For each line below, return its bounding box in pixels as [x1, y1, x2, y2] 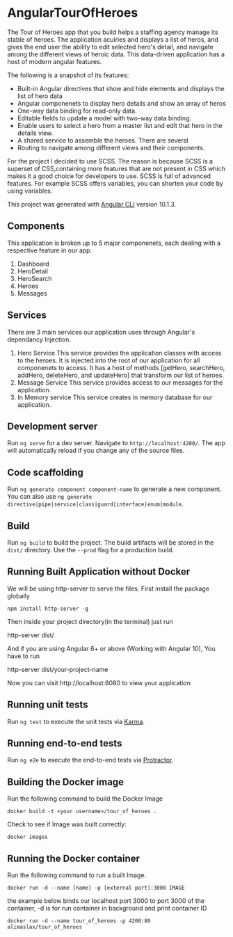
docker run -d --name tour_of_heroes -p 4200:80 [7, 918, 151, 924]
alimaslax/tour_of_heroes [7, 924, 82, 931]
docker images [7, 833, 49, 841]
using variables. [7, 186, 53, 195]
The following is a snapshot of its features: [7, 71, 129, 79]
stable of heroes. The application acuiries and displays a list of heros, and [7, 35, 219, 43]
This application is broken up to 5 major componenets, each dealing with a [7, 239, 221, 247]
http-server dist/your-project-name [7, 665, 109, 673]
